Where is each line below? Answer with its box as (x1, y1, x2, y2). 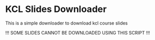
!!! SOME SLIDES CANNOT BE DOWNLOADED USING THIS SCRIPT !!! (5, 29, 150, 35)
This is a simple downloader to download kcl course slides (5, 20, 128, 26)
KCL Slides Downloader (5, 3, 107, 15)
